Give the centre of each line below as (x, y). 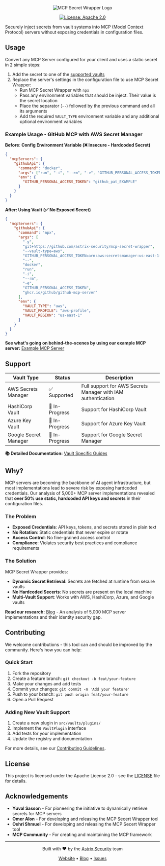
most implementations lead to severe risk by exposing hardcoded (71, 488)
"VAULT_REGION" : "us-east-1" (53, 315)
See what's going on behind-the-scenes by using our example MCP (76, 343)
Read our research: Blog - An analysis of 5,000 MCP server (66, 612)
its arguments (33, 111)
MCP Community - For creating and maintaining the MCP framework (82, 834)
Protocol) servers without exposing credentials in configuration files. (74, 32)
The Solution (21, 561)
